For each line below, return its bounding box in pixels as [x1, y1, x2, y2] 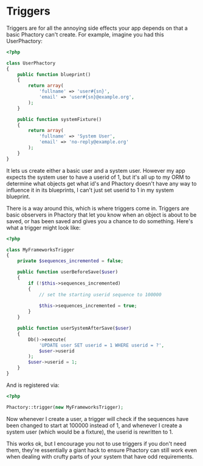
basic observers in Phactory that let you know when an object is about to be [6, 211, 197, 218]
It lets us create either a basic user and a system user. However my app [6, 167, 185, 174]
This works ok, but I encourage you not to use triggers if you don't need [6, 440, 187, 447]
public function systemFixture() [17, 116, 102, 122]
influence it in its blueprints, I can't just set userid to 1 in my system [6, 186, 174, 193]
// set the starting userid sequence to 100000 [38, 291, 162, 297]
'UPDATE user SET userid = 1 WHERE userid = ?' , [38, 342, 165, 348]
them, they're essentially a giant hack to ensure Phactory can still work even [6, 446, 198, 454]
